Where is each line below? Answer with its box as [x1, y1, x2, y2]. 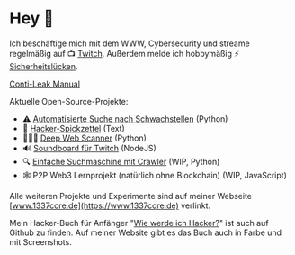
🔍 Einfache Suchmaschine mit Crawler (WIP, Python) [22, 156, 220, 167]
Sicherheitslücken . [9, 60, 78, 71]
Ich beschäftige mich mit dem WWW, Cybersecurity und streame [9, 38, 250, 49]
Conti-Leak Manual [9, 78, 81, 89]
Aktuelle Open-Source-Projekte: [9, 96, 129, 106]
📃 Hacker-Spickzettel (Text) [22, 123, 126, 133]
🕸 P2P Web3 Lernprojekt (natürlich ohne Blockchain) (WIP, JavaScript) [22, 169, 288, 180]
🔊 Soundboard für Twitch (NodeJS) [22, 142, 157, 153]
